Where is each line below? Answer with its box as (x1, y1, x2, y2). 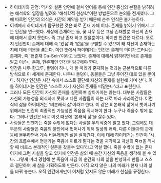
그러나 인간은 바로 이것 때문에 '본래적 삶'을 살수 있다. (16, 114, 116, 119)
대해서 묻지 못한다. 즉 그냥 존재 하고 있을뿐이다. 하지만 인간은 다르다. (15, 35, 145, 40)
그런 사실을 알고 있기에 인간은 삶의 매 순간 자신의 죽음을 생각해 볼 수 (22, 150, 152, 156)
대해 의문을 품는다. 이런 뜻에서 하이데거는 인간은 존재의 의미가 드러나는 (19, 47, 153, 53)
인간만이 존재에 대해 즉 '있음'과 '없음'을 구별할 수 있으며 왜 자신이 (15, 41, 139, 46)
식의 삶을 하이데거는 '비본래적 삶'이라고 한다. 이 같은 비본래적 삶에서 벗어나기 (9, 102, 156, 107)
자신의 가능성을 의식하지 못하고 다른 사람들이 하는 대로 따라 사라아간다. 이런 (9, 95, 153, 101)
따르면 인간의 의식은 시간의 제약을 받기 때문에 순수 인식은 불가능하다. (15, 17, 145, 22)
